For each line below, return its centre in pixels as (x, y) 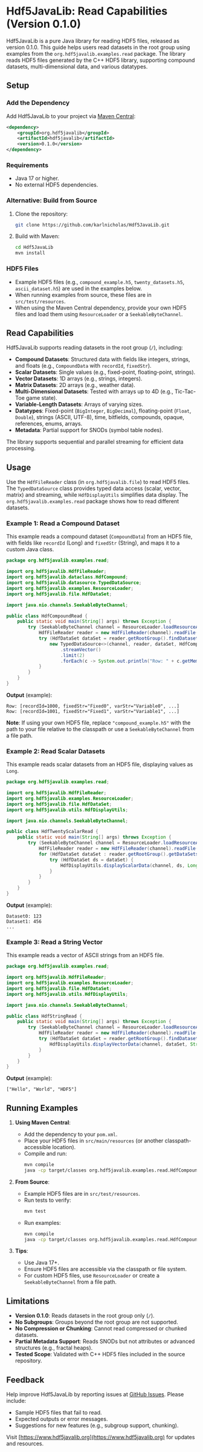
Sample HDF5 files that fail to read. (58, 1413)
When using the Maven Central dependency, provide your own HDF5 (101, 308)
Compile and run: (46, 1154)
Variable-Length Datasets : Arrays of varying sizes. (79, 405)
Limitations (28, 1301)
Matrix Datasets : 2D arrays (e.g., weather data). (75, 385)
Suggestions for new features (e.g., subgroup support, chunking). (97, 1425)
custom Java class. (30, 549)
